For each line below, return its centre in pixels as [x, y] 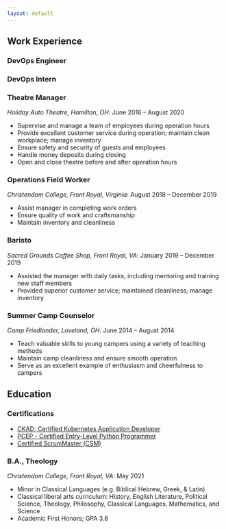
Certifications [31, 414]
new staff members [45, 283]
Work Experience [45, 41]
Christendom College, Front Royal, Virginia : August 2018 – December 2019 [112, 195]
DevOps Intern [32, 79]
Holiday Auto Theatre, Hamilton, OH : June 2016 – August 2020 [96, 112]
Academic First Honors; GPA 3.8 [62, 519]
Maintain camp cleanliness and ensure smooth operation [97, 358]
